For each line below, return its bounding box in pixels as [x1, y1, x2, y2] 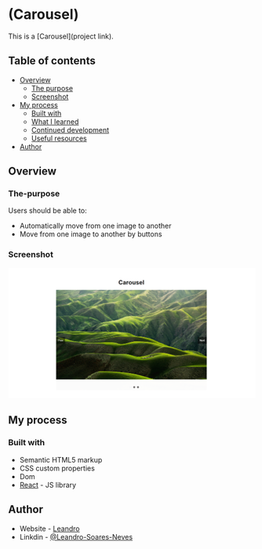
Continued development [31, 125, 110, 134]
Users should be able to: [8, 206, 88, 215]
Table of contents [8, 54, 96, 68]
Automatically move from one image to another [19, 221, 172, 231]
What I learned [31, 116, 79, 126]
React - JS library [19, 480, 77, 489]
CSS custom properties [19, 463, 96, 473]
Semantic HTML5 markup [19, 455, 103, 464]
